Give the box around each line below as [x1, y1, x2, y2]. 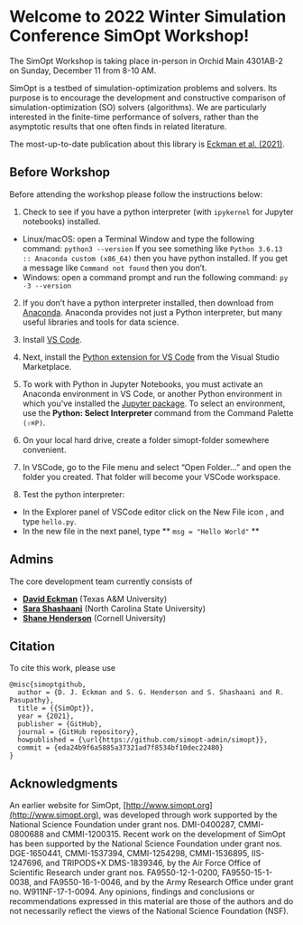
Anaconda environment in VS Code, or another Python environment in [22, 388, 282, 399]
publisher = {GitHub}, [17, 720, 103, 729]
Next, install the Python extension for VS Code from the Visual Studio [22, 351, 280, 363]
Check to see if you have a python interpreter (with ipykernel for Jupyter [22, 206, 294, 217]
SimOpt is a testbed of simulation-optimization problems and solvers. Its [9, 82, 278, 93]
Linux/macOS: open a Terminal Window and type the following [22, 233, 255, 244]
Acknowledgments [9, 776, 119, 791]
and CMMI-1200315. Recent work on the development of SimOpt [46, 829, 286, 840]
